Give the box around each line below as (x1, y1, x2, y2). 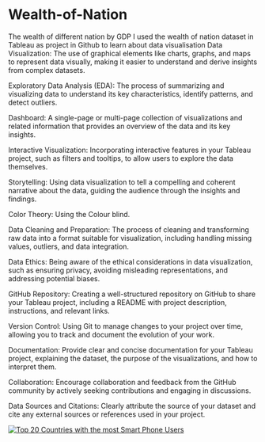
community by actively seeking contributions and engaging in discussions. (8, 386, 252, 395)
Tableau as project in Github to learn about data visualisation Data (8, 40, 223, 49)
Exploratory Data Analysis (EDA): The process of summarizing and (8, 81, 225, 90)
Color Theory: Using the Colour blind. (8, 209, 131, 219)
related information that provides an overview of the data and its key (8, 121, 231, 131)
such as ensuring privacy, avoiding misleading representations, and (8, 265, 228, 275)
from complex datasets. (8, 65, 85, 74)
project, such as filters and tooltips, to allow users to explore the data (8, 153, 233, 163)
